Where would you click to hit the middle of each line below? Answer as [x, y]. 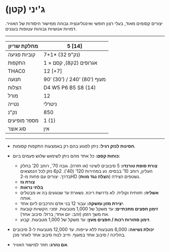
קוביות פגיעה [22, 54]
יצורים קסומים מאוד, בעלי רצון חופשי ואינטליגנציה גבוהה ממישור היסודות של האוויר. [84, 23]
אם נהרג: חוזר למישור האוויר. [40, 244]
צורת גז [28, 182]
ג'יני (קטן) [25, 9]
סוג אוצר [17, 129]
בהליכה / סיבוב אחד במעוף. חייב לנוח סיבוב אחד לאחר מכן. [69, 235]
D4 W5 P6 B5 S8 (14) [70, 87]
